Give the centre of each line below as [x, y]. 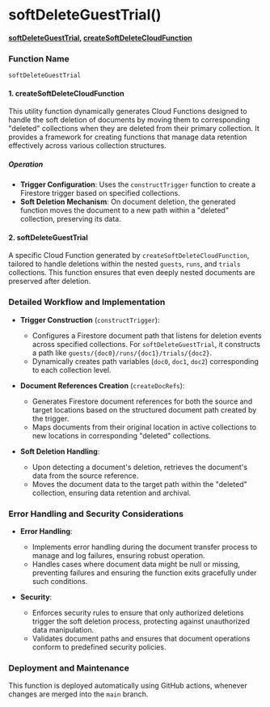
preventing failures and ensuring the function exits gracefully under [144, 573]
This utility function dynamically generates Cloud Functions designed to [128, 112]
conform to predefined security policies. [99, 647]
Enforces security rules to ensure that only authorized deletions [138, 613]
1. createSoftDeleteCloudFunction [66, 93]
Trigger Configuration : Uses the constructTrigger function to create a [138, 184]
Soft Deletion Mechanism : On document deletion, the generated [128, 202]
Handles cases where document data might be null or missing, [136, 565]
